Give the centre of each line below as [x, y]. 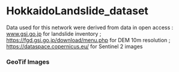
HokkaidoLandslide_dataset [77, 11]
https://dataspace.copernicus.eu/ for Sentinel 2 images [74, 46]
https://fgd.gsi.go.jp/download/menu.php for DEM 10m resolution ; [88, 40]
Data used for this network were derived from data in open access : [90, 27]
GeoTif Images [28, 62]
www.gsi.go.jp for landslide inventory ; [54, 33]
